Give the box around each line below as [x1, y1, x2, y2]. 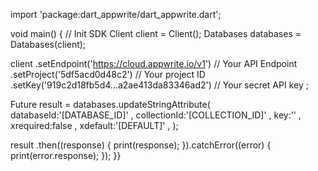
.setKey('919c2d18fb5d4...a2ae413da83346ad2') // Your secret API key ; [10, 79, 309, 91]
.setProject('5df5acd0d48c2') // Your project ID [10, 69, 206, 80]
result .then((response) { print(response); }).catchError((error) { [10, 139, 272, 151]
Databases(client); [10, 39, 87, 50]
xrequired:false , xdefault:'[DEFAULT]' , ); [10, 120, 179, 131]
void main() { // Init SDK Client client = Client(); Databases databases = [10, 28, 302, 39]
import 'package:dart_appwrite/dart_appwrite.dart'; [10, 9, 222, 20]
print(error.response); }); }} [10, 150, 122, 161]
